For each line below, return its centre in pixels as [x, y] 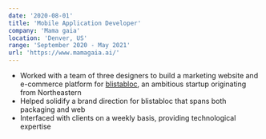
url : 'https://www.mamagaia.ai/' [64, 53]
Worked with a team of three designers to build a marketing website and [139, 75]
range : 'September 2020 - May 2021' [69, 46]
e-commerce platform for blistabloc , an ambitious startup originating [133, 84]
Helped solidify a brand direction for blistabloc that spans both [123, 101]
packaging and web [52, 109]
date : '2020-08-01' [41, 16]
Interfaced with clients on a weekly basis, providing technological [128, 118]
